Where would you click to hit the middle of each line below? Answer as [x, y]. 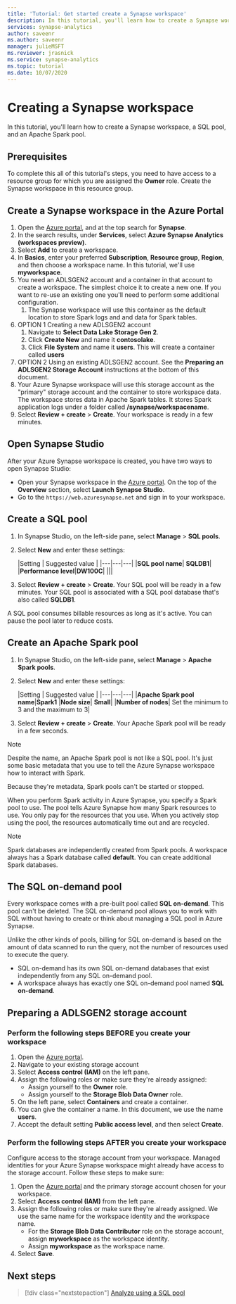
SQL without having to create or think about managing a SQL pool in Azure [115, 918]
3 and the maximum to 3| [53, 709]
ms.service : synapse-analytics [53, 60]
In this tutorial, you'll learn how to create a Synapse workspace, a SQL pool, [117, 127]
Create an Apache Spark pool [73, 643]
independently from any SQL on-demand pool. [85, 976]
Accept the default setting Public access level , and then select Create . [120, 1124]
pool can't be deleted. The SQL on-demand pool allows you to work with [112, 911]
